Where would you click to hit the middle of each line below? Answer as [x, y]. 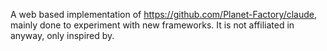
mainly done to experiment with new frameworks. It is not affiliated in [152, 25]
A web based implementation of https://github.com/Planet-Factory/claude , [164, 14]
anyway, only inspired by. [62, 35]
